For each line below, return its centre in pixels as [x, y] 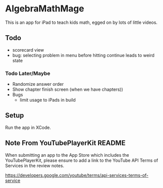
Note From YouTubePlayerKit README [65, 143]
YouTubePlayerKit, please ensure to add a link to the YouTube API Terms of [82, 160]
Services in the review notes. [35, 165]
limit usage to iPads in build [48, 100]
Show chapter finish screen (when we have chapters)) [68, 89]
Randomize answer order [38, 84]
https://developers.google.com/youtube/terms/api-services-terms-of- [77, 175]
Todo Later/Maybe [28, 73]
